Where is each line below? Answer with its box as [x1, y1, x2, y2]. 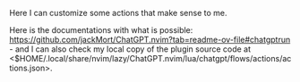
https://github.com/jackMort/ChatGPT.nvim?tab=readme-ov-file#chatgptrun [9, 35, 291, 45]
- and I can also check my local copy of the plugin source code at [9, 44, 252, 54]
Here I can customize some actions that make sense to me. [9, 8, 227, 18]
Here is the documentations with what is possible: [9, 25, 193, 35]
